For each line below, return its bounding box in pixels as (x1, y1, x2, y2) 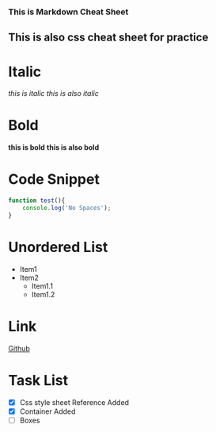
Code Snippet (8, 170, 100, 189)
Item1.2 (31, 289, 55, 299)
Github (8, 343, 30, 353)
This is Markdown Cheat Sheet (8, 6, 129, 17)
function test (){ (8, 197, 66, 205)
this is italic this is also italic (8, 89, 99, 98)
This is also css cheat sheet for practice (8, 31, 209, 44)
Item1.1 (31, 281, 54, 291)
